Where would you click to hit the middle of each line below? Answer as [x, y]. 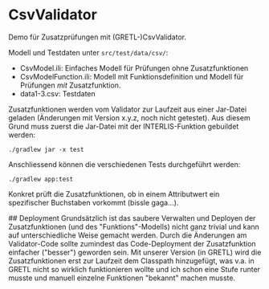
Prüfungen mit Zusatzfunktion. [70, 85]
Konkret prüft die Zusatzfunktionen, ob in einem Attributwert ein [114, 193]
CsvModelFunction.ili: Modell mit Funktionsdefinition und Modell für [132, 76]
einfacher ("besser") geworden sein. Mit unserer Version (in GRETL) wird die [135, 252]
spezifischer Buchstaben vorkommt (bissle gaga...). [94, 202]
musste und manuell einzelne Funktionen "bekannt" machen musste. [122, 278]
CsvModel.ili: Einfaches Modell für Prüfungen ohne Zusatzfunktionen [134, 68]
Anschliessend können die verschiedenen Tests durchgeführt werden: [124, 164]
